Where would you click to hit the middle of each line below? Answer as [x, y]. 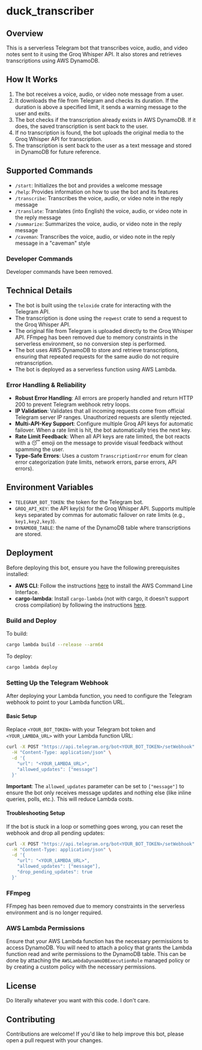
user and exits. [33, 113]
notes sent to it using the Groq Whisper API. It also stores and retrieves [94, 54]
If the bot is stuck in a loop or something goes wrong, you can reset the [95, 826]
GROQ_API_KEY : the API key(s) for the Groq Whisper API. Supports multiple [105, 508]
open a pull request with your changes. [55, 1040]
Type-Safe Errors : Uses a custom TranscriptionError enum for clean [101, 456]
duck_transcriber [50, 11]
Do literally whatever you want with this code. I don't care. [78, 1001]
